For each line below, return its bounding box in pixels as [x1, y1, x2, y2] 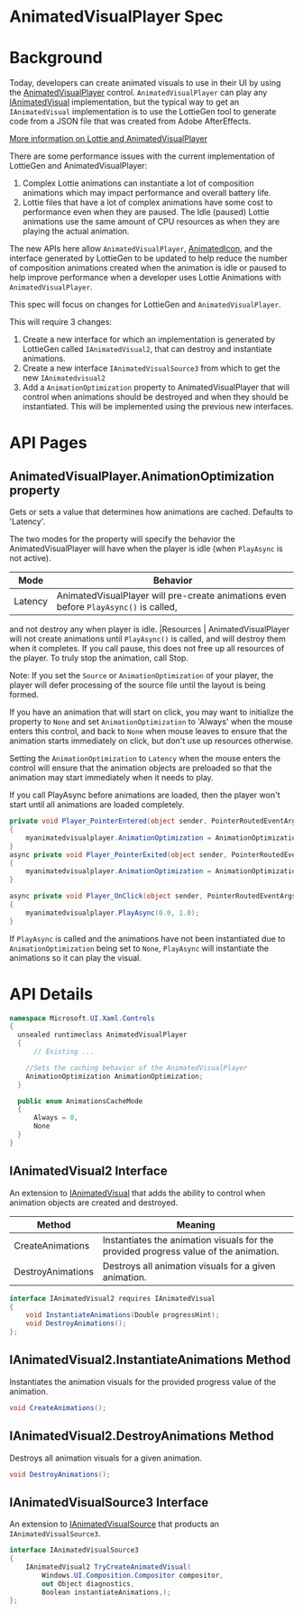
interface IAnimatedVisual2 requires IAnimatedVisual [9, 1294, 216, 1303]
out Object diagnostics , [41, 1579, 135, 1589]
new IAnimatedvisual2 [22, 373, 106, 383]
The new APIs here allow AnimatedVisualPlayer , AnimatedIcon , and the [9, 244, 273, 254]
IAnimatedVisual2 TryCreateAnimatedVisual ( [25, 1562, 192, 1572]
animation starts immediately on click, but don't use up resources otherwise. [9, 735, 294, 746]
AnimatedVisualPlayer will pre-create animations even [56, 589, 287, 602]
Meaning [176, 1218, 216, 1230]
